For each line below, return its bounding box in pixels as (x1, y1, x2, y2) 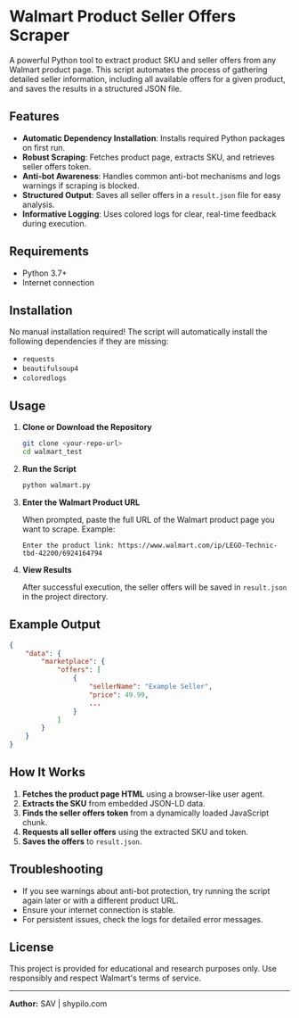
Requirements (9, 244, 89, 260)
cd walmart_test (21, 448, 83, 457)
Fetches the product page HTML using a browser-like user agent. (21, 788, 265, 799)
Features (9, 109, 60, 124)
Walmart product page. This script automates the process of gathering (9, 64, 268, 75)
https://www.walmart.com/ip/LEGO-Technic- (117, 541, 278, 550)
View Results (21, 564, 73, 575)
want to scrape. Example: (21, 524, 116, 534)
